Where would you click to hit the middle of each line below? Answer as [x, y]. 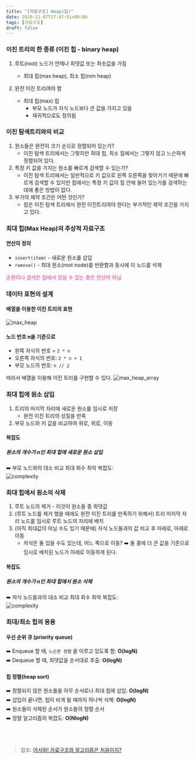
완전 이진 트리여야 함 [38, 88]
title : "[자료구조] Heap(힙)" [40, 11]
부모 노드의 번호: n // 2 [42, 365]
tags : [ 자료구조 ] [25, 22]
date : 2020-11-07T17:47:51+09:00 [47, 17]
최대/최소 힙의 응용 [31, 622]
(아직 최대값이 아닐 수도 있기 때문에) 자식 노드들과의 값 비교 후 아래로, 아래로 [101, 529]
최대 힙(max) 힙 [41, 101]
